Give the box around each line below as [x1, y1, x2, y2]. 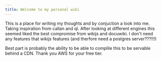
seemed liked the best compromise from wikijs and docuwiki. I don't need [5, 30, 153, 36]
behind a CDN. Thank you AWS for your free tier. [5, 50, 103, 56]
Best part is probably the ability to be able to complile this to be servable [5, 45, 151, 51]
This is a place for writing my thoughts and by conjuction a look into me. [5, 20, 150, 26]
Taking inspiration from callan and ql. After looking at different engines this [5, 25, 155, 31]
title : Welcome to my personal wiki [5, 7, 80, 12]
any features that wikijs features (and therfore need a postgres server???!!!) [5, 36, 157, 42]
